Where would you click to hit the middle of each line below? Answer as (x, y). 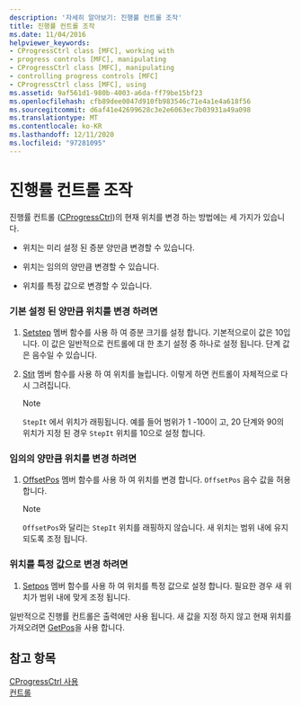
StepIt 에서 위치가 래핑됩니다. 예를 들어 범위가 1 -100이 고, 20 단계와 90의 (153, 421)
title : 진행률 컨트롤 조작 (52, 26)
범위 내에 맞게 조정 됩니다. (84, 597)
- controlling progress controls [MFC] (84, 76)
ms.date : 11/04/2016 (48, 34)
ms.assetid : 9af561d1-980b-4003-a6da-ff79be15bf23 (106, 93)
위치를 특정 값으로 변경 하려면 (69, 565)
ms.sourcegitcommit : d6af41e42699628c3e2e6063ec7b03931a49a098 (130, 110)
